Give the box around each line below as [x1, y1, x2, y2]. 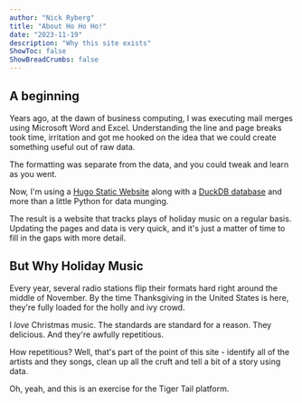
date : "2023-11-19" [9, 30, 83, 39]
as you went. [9, 168, 57, 179]
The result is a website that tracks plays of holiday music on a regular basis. [9, 213, 292, 224]
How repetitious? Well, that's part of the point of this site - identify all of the [9, 346, 290, 357]
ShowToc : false [9, 47, 67, 56]
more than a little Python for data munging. [9, 195, 169, 206]
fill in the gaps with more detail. [9, 232, 127, 243]
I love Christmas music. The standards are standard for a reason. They [9, 319, 272, 330]
